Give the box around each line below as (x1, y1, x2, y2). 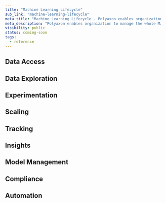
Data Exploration (5, 74, 58, 83)
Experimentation (5, 91, 58, 99)
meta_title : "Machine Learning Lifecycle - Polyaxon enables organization (5, 16, 163, 21)
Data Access (5, 58, 45, 66)
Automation (5, 192, 42, 200)
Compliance (5, 174, 43, 183)
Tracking (5, 124, 33, 133)
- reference (9, 39, 35, 44)
